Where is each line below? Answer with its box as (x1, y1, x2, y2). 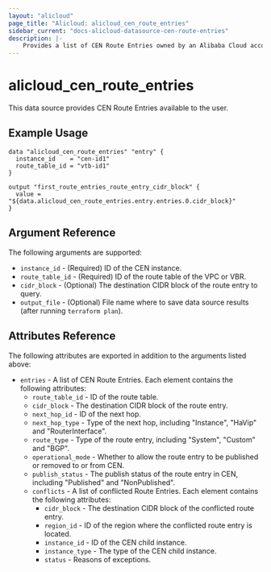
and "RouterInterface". (31, 426, 107, 436)
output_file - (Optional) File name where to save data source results (19, 297, 249, 307)
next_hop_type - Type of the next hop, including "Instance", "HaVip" (31, 417, 257, 427)
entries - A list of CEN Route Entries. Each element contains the (19, 375, 234, 384)
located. (44, 528, 72, 538)
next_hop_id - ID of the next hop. (31, 408, 141, 419)
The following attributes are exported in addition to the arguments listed (8, 350, 247, 360)
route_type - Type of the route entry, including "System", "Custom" (31, 434, 256, 444)
